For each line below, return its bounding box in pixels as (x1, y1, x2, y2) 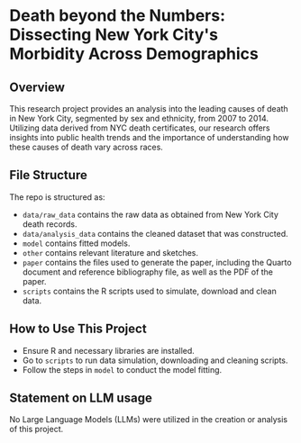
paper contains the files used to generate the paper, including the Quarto (22, 257, 292, 267)
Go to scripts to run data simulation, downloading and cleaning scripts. (22, 355, 288, 366)
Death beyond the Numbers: (9, 5, 226, 26)
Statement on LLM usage (9, 391, 153, 406)
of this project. (9, 424, 64, 435)
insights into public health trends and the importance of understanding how (9, 132, 289, 142)
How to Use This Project (9, 321, 147, 337)
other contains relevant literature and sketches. (22, 247, 199, 258)
